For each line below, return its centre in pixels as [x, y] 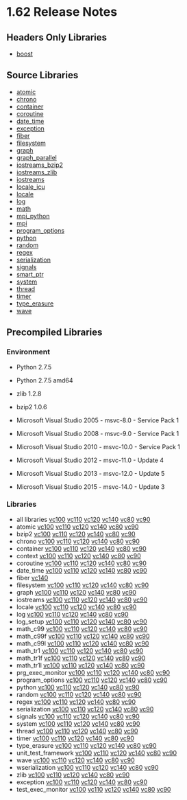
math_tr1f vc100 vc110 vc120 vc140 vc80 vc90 [81, 658]
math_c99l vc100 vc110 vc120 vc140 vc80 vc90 [83, 643]
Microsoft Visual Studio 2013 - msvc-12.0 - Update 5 [90, 473]
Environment [28, 352]
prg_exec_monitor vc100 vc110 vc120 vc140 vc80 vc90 [93, 672]
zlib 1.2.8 [29, 393]
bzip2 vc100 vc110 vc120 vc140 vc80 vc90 [76, 534]
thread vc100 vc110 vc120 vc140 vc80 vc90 [77, 731]
